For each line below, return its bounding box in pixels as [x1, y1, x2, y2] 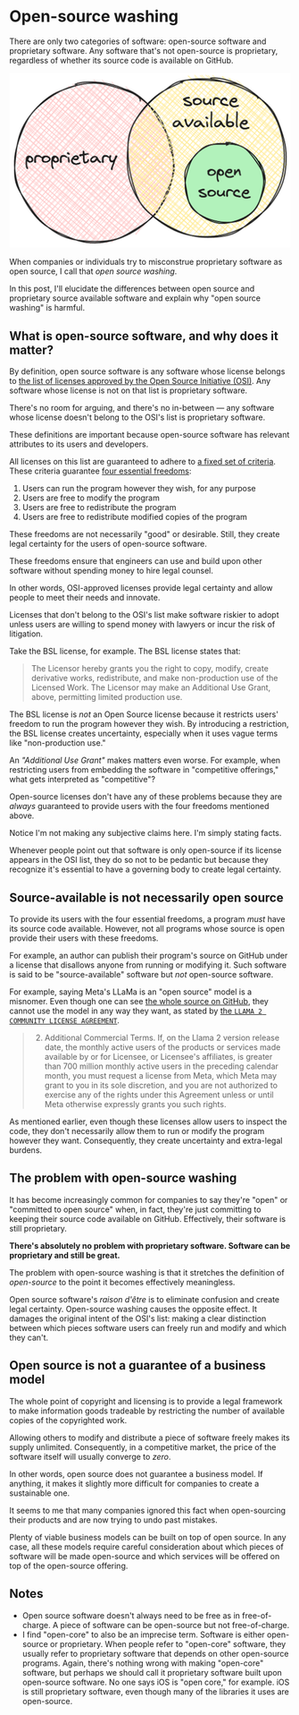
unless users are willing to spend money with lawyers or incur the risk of [9, 619, 276, 630]
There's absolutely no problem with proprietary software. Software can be [9, 1240, 291, 1250]
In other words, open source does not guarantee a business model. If [9, 1468, 263, 1479]
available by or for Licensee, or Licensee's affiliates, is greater [44, 1052, 273, 1062]
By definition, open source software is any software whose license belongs [9, 366, 286, 377]
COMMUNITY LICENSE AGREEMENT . [9, 1015, 120, 1026]
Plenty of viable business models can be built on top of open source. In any [9, 1532, 287, 1542]
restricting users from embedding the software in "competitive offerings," [9, 764, 279, 775]
